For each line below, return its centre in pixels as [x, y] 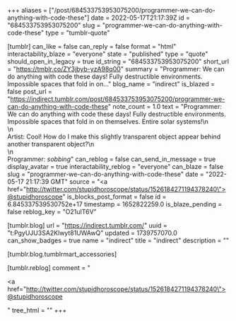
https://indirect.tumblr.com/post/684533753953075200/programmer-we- [118, 99]
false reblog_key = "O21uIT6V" [52, 212]
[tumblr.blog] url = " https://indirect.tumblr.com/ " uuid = [87, 225]
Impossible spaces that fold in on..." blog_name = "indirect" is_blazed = [111, 84]
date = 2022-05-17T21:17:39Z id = [141, 18]
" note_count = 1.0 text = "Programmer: [165, 106]
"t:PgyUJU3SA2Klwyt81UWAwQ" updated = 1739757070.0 [93, 233]
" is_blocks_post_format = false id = [114, 197]
